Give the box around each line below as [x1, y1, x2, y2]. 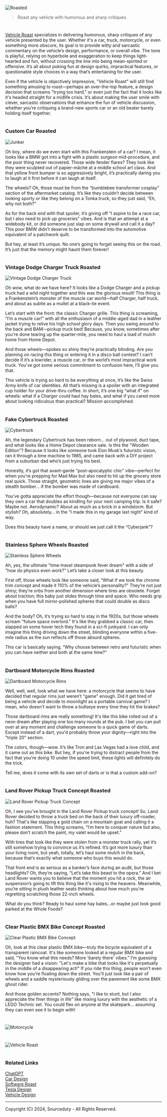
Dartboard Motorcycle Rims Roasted [5, 667, 95, 674]
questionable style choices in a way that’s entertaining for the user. [5, 69, 143, 75]
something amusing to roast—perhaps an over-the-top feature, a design [5, 84, 153, 90]
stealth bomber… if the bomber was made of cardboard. [5, 483, 120, 489]
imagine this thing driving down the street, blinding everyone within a [5, 629, 147, 635]
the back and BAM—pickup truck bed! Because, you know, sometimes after [5, 326, 160, 332]
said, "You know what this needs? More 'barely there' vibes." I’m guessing [5, 955, 157, 961]
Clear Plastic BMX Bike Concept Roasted [5, 923, 105, 930]
